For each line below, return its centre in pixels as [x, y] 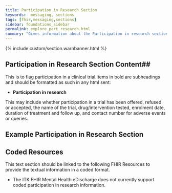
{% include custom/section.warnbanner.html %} [56, 48]
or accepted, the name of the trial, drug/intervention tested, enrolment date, [85, 108]
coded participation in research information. [59, 185]
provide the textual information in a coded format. [58, 170]
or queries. [17, 118]
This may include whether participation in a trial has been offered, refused [83, 102]
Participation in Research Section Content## [78, 65]
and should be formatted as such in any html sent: [58, 82]
